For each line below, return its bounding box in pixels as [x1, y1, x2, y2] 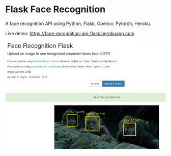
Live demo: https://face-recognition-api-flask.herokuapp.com [5, 30, 135, 36]
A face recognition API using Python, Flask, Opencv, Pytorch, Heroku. [5, 20, 151, 27]
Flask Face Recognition [5, 4, 106, 15]
